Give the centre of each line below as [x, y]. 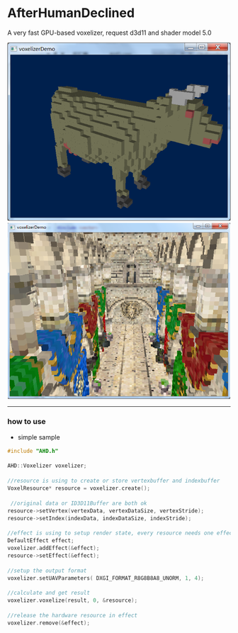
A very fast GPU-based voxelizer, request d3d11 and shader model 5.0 [109, 33]
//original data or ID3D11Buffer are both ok [79, 503]
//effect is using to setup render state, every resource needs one [110, 533]
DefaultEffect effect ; [41, 541]
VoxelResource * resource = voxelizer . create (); [79, 488]
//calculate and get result [49, 593]
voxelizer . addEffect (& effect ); [53, 548]
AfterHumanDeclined [71, 13]
